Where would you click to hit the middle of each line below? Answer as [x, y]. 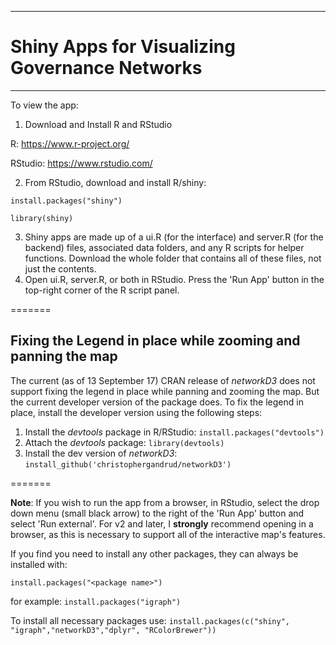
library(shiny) [42, 218]
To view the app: [44, 105]
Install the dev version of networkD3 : [101, 453]
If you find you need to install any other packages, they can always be [154, 553]
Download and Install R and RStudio [98, 124]
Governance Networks [106, 68]
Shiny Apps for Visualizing [123, 47]
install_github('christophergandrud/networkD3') [128, 464]
